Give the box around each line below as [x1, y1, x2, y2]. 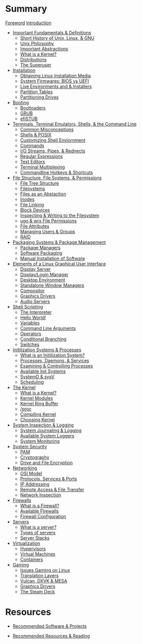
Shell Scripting [12, 304, 43, 310]
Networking [12, 465, 37, 471]
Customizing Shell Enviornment [20, 137, 86, 143]
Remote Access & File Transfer [20, 486, 84, 492]
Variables [20, 320, 40, 326]
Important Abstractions [20, 46, 68, 52]
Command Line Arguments [20, 325, 76, 331]
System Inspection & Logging [12, 422, 74, 428]
